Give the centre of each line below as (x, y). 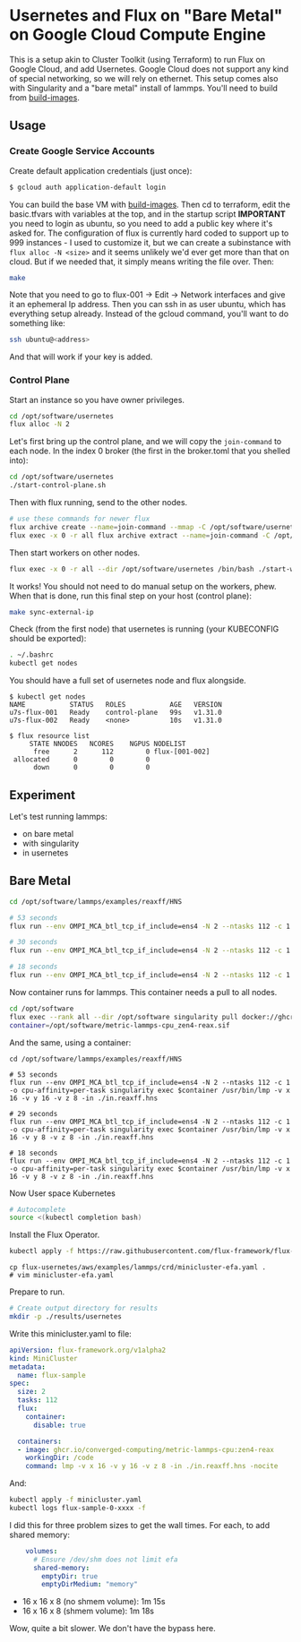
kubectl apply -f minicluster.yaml (76, 1500)
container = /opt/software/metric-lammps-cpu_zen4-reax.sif (120, 1025)
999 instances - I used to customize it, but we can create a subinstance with (150, 242)
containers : (40, 1441)
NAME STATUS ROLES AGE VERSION (116, 705)
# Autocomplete (38, 1209)
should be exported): (48, 639)
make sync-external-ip (52, 612)
